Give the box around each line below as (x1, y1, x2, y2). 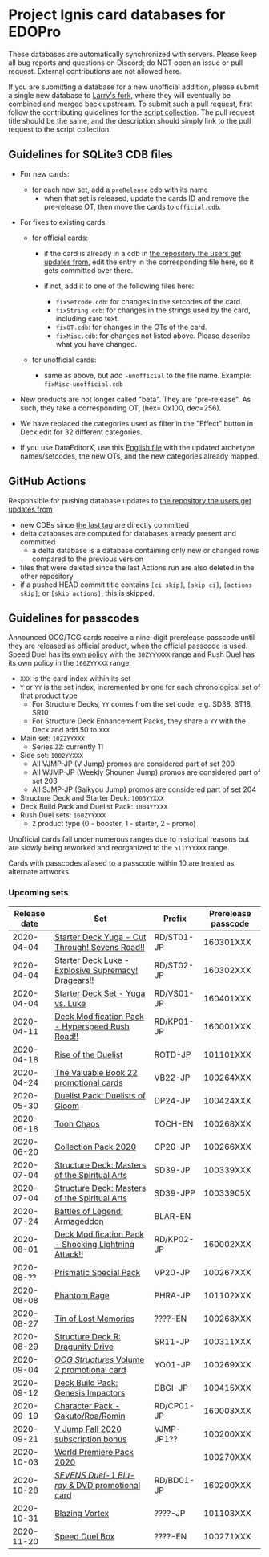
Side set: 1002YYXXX (19, 751, 84, 760)
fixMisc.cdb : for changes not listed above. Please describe (55, 331, 251, 340)
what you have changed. (55, 339, 138, 348)
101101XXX (203, 1049, 251, 1060)
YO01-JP (154, 1359, 191, 1370)
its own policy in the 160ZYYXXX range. (8, 658, 132, 668)
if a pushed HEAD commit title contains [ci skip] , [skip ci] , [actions (19, 580, 252, 589)
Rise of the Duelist (54, 1049, 123, 1060)
